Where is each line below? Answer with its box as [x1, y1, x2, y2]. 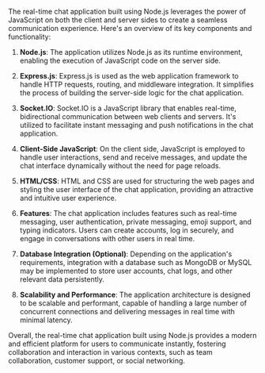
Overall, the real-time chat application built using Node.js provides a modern [8, 331, 257, 340]
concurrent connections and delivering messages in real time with [19, 307, 236, 316]
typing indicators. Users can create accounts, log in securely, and [19, 225, 234, 235]
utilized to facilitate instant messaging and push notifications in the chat [19, 121, 254, 129]
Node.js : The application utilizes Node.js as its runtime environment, [19, 48, 243, 56]
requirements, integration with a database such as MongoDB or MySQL [19, 258, 252, 267]
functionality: [8, 32, 51, 41]
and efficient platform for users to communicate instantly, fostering [8, 339, 227, 348]
